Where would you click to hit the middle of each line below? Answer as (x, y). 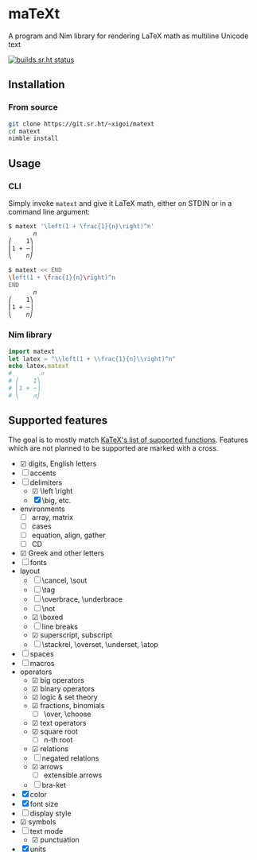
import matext (32, 351)
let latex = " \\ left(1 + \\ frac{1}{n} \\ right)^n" (92, 358)
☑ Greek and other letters (62, 552)
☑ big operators (58, 680)
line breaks (60, 626)
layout (30, 571)
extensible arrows (73, 775)
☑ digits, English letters (58, 463)
